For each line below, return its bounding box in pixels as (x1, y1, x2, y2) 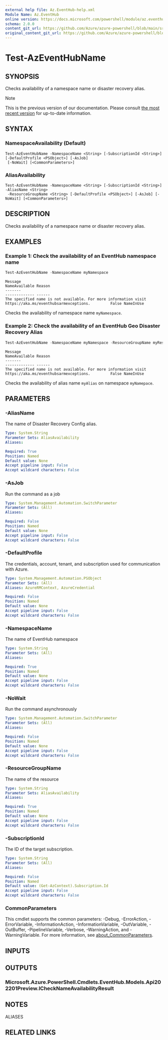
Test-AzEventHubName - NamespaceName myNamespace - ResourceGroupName (5, 340, 151, 345)
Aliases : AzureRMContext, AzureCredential (5, 585, 95, 590)
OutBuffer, (5, 927, 26, 933)
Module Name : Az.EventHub (5, 12, 59, 17)
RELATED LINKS (5, 1028, 56, 1037)
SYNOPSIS (5, 72, 39, 81)
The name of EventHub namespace (5, 636, 78, 642)
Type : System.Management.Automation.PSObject (5, 576, 101, 581)
